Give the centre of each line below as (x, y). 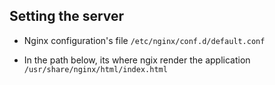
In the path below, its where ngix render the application (137, 60)
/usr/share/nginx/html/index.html (95, 69)
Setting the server (67, 16)
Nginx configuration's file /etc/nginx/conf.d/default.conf (144, 40)
